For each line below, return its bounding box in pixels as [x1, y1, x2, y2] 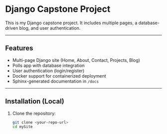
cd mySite [12, 125, 33, 130]
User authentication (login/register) [12, 68, 84, 74]
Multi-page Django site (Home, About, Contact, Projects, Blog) [12, 57, 140, 63]
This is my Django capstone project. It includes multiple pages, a [5, 20, 138, 26]
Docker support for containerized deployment [12, 73, 106, 79]
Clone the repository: [12, 110, 56, 116]
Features [5, 44, 33, 52]
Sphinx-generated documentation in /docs [12, 78, 99, 84]
